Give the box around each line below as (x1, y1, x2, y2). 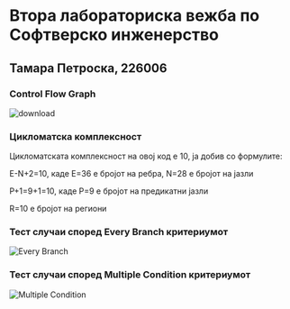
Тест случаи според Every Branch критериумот (9, 226, 229, 239)
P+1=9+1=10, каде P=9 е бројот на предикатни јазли (9, 186, 209, 196)
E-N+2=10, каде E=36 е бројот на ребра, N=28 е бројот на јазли (9, 168, 254, 179)
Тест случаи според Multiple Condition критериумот (9, 268, 251, 281)
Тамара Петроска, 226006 (9, 60, 168, 76)
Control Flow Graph (9, 87, 96, 100)
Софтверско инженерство (9, 24, 219, 45)
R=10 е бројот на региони (9, 204, 107, 214)
